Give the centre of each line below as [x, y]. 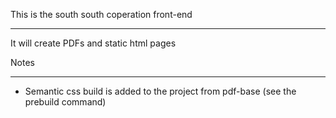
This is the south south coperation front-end [101, 14]
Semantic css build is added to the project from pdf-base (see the [160, 91]
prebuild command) [65, 102]
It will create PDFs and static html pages [93, 43]
